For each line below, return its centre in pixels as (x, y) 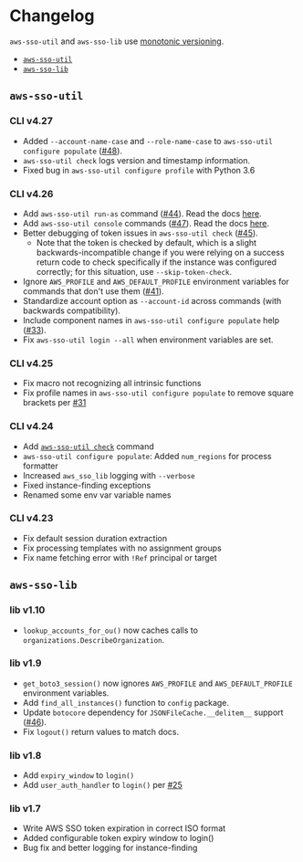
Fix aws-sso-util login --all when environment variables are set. (148, 340)
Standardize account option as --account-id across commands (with (152, 300)
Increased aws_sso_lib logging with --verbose (109, 475)
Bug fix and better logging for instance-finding (110, 848)
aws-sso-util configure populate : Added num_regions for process (147, 456)
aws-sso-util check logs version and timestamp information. (136, 160)
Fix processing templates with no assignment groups (122, 548)
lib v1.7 (25, 809)
